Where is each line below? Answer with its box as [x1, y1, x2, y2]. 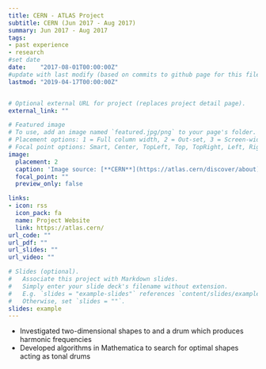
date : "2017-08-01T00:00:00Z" [8, 63, 119, 71]
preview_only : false [15, 180, 83, 188]
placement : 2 [15, 158, 59, 166]
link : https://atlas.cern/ [15, 224, 104, 232]
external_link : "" [8, 106, 69, 115]
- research [8, 48, 44, 56]
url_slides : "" [8, 246, 59, 254]
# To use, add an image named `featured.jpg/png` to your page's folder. [8, 129, 257, 136]
